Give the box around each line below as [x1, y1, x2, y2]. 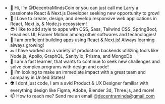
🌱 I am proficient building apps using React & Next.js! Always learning [10, 37, 155, 43]
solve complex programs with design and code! [10, 64, 109, 70]
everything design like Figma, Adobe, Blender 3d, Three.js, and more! [10, 87, 155, 93]
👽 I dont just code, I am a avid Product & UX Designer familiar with [10, 80, 149, 86]
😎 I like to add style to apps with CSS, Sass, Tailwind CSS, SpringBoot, [10, 26, 158, 32]
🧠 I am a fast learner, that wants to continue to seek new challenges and [10, 58, 160, 64]
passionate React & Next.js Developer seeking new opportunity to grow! [10, 10, 160, 16]
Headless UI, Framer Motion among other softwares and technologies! [10, 32, 156, 37]
